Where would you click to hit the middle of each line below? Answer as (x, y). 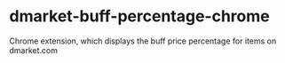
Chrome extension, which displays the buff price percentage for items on (143, 41)
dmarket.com (33, 50)
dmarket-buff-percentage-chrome (139, 16)
